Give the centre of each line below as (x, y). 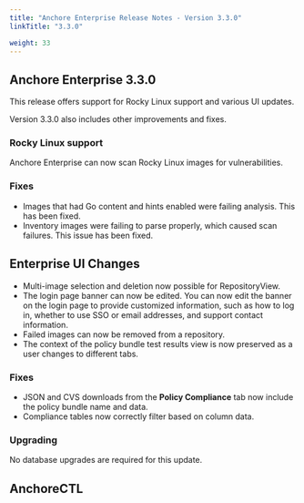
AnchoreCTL (46, 488)
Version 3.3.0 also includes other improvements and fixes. (118, 119)
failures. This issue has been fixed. (88, 235)
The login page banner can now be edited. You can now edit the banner (157, 295)
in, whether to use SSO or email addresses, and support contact (143, 314)
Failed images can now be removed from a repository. (124, 334)
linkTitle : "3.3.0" (46, 26)
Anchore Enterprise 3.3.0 (83, 80)
